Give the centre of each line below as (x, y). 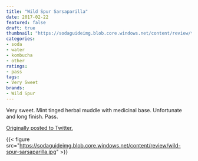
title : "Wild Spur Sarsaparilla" (47, 11)
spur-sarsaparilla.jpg (31, 152)
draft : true (21, 28)
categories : (21, 39)
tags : (13, 77)
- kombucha (19, 55)
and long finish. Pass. (32, 116)
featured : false (26, 22)
